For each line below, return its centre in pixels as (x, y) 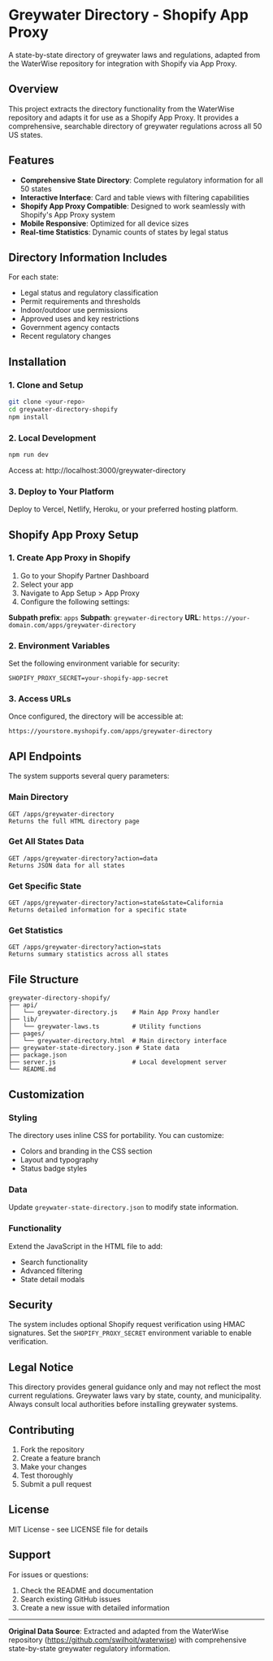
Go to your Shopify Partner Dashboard (84, 575)
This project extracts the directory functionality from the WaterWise (121, 108)
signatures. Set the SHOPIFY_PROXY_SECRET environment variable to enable (130, 1333)
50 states (36, 188)
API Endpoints (45, 756)
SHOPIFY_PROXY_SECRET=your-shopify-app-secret (89, 679)
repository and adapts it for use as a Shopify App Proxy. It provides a (124, 117)
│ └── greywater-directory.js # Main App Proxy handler (114, 1013)
